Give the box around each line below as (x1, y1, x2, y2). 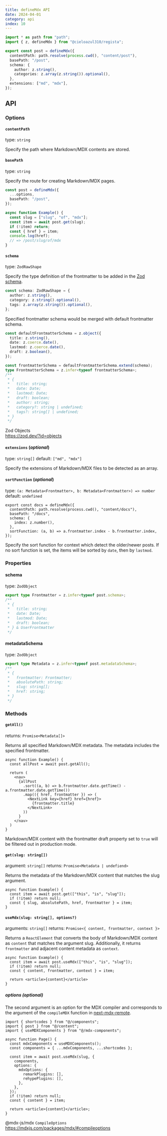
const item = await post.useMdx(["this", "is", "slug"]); (9, 959, 133, 965)
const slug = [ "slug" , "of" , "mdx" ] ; (9, 215, 88, 220)
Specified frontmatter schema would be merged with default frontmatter (5, 316, 154, 322)
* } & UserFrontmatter (7, 625, 55, 630)
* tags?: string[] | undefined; (7, 409, 79, 414)
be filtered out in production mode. (5, 841, 77, 847)
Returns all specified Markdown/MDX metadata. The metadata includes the (5, 742, 160, 748)
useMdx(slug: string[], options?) (5, 915, 77, 920)
